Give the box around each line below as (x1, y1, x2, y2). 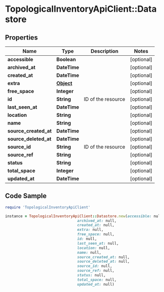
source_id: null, (77, 264, 112, 269)
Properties (5, 33, 38, 42)
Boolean (56, 56, 76, 63)
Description (90, 48, 119, 54)
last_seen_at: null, (77, 241, 119, 246)
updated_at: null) (77, 282, 115, 287)
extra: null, (77, 227, 104, 232)
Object (56, 80, 72, 87)
